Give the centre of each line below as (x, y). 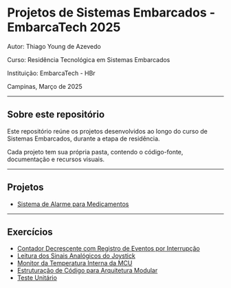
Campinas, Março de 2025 (45, 86)
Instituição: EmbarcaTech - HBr (51, 73)
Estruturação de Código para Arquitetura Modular (87, 271)
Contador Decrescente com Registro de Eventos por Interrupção (109, 249)
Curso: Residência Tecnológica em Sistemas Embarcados (89, 59)
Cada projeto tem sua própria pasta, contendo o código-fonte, (95, 152)
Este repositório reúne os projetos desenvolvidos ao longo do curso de (107, 131)
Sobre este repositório (56, 115)
